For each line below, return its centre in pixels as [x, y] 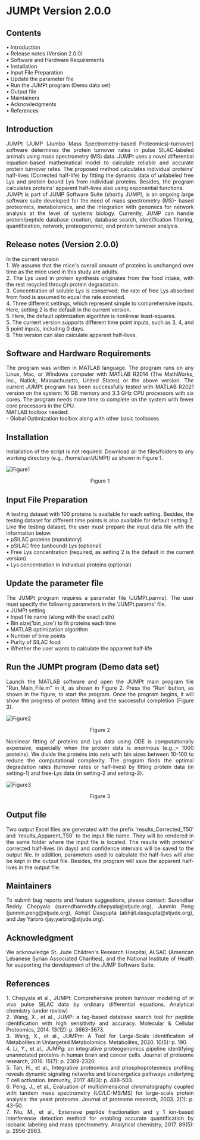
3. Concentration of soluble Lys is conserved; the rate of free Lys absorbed [100, 291]
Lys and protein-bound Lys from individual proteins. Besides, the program [100, 181]
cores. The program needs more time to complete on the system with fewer [100, 400]
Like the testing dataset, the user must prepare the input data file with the [100, 527]
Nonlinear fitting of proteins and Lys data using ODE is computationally [100, 741]
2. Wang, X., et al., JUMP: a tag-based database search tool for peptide [100, 1017]
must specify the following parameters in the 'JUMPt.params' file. [86, 604]
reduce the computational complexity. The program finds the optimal [100, 760]
